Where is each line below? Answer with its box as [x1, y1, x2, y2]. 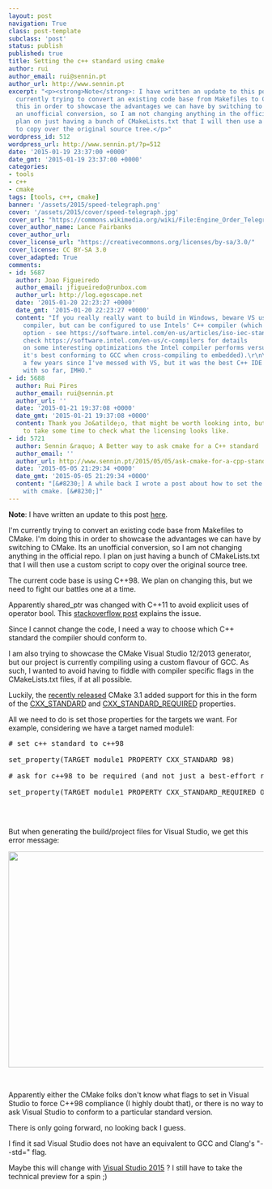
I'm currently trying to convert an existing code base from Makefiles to [8, 525, 244, 535]
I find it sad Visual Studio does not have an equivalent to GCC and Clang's [8, 1138, 255, 1148]
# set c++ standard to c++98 [8, 739, 124, 747]
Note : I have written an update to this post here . [8, 509, 168, 519]
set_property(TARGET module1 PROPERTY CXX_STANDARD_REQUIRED [8, 787, 257, 796]
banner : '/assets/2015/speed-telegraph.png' [8, 200, 161, 209]
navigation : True [8, 19, 67, 28]
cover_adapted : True [8, 253, 79, 261]
